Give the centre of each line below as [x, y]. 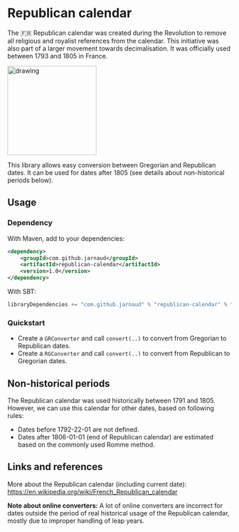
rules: [16, 415]
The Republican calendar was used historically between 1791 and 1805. [111, 400]
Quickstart [26, 323]
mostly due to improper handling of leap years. [76, 521]
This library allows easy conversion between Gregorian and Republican [112, 165]
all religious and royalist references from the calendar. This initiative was [113, 41]
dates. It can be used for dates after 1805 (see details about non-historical [116, 172]
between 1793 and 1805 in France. [58, 56]
